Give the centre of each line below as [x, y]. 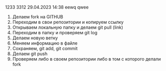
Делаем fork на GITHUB [38, 17]
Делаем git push [30, 54]
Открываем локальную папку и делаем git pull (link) [68, 27]
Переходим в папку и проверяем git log [55, 33]
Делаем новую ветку [35, 38]
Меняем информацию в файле [45, 43]
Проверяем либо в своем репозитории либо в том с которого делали [86, 59]
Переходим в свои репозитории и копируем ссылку [68, 22]
